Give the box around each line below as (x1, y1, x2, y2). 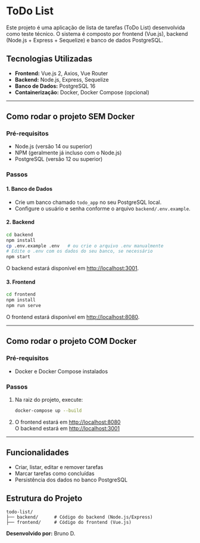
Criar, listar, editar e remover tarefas (14, 463, 104, 470)
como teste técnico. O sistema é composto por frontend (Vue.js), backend (6, 30, 189, 37)
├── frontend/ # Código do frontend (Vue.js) (6, 520, 132, 526)
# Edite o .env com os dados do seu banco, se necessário (6, 249, 153, 255)
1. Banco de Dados (6, 185, 52, 192)
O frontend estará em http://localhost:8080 (14, 418, 121, 426)
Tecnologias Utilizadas (6, 54, 93, 64)
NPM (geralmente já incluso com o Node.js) (14, 149, 122, 156)
